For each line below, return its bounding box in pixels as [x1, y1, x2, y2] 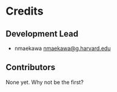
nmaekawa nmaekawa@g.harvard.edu [14, 44, 111, 52]
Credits [5, 4, 44, 18]
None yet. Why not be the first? [5, 78, 84, 86]
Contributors [5, 62, 56, 73]
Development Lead [5, 29, 79, 39]
